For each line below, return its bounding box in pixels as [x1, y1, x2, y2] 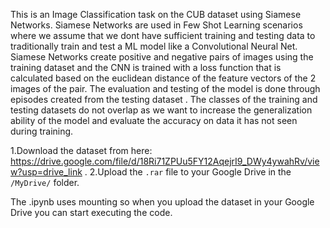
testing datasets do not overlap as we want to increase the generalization [10, 104, 313, 116]
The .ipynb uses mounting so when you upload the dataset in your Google [10, 196, 315, 208]
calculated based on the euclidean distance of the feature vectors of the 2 [10, 72, 317, 84]
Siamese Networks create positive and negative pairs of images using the [10, 51, 314, 63]
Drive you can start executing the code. [10, 207, 173, 218]
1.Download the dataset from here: [10, 145, 153, 156]
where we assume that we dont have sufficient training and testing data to [10, 30, 316, 41]
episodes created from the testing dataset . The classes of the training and [10, 94, 318, 105]
